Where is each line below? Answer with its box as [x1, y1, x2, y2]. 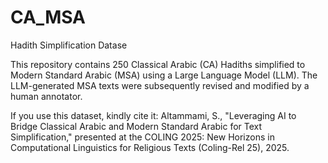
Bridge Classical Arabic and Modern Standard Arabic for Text [10, 120, 263, 132]
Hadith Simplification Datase [10, 39, 128, 51]
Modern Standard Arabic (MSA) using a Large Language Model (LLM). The [10, 69, 318, 81]
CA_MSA [10, 6, 87, 29]
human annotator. [10, 90, 83, 102]
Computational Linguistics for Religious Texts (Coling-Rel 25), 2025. [10, 141, 290, 153]
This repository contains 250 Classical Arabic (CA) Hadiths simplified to [10, 58, 306, 70]
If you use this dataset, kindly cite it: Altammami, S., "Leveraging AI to [10, 109, 297, 121]
